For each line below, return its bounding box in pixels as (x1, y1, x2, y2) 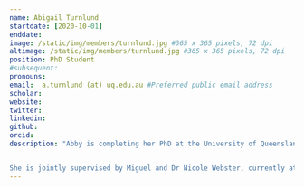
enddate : (9, 30, 43, 39)
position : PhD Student (9, 55, 95, 64)
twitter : (9, 106, 43, 115)
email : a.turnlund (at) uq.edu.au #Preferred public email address (9, 80, 273, 89)
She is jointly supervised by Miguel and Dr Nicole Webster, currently (9, 164, 285, 173)
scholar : (9, 89, 43, 98)
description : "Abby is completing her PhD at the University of (9, 139, 257, 148)
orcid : (9, 131, 34, 140)
